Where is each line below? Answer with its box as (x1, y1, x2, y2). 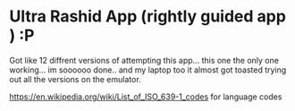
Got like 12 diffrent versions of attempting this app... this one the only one (9, 55, 280, 65)
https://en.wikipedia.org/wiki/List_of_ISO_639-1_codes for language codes (9, 91, 282, 102)
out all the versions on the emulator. (9, 73, 141, 84)
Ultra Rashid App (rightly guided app (9, 6, 286, 27)
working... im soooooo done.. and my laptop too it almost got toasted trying (9, 64, 287, 75)
